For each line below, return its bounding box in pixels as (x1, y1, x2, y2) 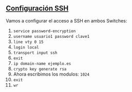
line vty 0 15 (13, 39, 44, 44)
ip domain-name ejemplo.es (13, 61, 71, 66)
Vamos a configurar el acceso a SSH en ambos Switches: (6, 17, 127, 24)
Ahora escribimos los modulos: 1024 (13, 71, 89, 77)
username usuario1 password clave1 (13, 34, 90, 39)
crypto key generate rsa (13, 66, 67, 72)
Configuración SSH (6, 4, 69, 13)
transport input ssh (13, 50, 58, 55)
